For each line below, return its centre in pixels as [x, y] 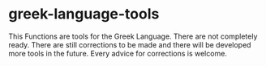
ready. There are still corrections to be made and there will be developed [130, 44]
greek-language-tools [84, 14]
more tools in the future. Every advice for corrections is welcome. [118, 53]
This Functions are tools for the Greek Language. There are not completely [133, 36]
